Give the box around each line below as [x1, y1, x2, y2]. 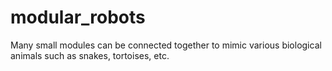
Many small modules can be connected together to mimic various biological [10, 39, 322, 51]
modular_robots [10, 6, 146, 29]
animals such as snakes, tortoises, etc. [10, 49, 170, 61]
